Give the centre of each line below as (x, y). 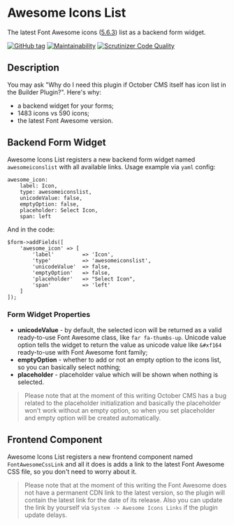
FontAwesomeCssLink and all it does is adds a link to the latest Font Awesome (116, 464)
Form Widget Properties (49, 315)
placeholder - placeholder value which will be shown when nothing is (118, 374)
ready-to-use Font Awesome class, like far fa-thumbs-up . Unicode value (122, 337)
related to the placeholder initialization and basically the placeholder (123, 403)
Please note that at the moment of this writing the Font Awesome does (125, 485)
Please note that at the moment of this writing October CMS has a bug (125, 395)
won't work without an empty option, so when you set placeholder (119, 410)
